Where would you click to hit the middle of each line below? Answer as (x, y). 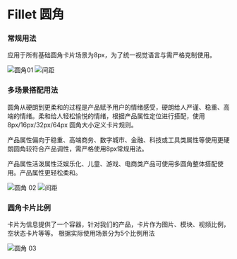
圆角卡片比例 (29, 207)
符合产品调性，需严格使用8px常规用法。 (90, 149)
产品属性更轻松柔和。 (50, 172)
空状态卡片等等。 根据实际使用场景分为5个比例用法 (81, 234)
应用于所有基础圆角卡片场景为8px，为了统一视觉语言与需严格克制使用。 (112, 55)
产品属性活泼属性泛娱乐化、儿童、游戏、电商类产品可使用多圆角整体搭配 (112, 163)
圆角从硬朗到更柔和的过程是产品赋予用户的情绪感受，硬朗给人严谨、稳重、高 (119, 107)
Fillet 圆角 (36, 15)
